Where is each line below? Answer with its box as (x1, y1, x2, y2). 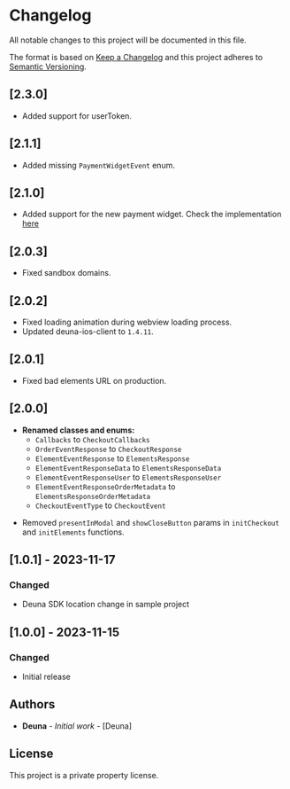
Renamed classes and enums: (21, 425, 135, 435)
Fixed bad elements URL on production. (21, 375, 167, 386)
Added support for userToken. (21, 110, 133, 121)
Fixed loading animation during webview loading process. (21, 316, 233, 327)
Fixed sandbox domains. (21, 268, 111, 278)
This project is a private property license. (9, 769, 159, 780)
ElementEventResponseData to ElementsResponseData (34, 462, 222, 473)
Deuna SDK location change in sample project (21, 599, 190, 610)
